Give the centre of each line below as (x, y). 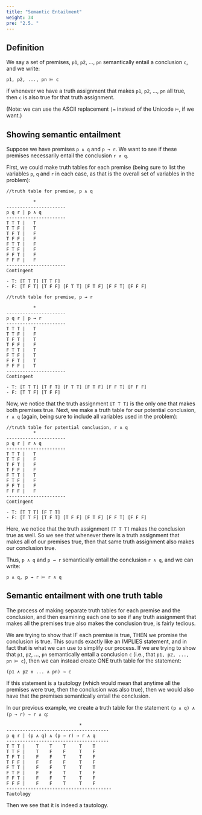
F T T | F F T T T (51, 767)
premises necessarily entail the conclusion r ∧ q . (67, 155)
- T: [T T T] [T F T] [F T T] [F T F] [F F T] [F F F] (77, 387)
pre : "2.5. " (23, 23)
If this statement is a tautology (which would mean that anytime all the (93, 683)
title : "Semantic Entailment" (44, 12)
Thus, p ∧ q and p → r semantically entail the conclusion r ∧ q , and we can (100, 560)
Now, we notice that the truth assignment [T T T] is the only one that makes (101, 404)
